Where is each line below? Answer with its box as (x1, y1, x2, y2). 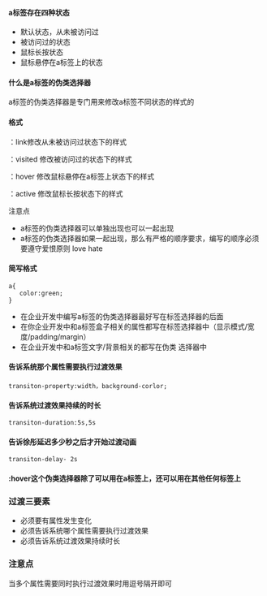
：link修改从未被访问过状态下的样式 (8, 136, 127, 146)
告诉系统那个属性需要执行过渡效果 (8, 362, 123, 372)
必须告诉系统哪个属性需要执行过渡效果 (19, 526, 149, 536)
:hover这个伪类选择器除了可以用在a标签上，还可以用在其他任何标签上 (8, 473, 242, 483)
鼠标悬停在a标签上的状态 (19, 58, 103, 67)
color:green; (19, 289, 63, 297)
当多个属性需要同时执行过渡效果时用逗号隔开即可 (8, 578, 172, 588)
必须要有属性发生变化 (19, 516, 92, 525)
